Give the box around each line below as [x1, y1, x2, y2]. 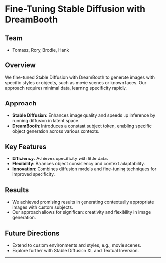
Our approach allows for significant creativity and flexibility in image [12, 210, 151, 215]
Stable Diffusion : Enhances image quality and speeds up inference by [12, 112, 156, 118]
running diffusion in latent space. [12, 117, 80, 123]
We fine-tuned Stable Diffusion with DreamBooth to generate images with [5, 74, 155, 80]
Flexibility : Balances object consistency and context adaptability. [12, 161, 145, 167]
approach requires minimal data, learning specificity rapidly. [5, 85, 127, 91]
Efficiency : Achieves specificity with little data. [12, 156, 108, 161]
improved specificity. [12, 171, 55, 177]
